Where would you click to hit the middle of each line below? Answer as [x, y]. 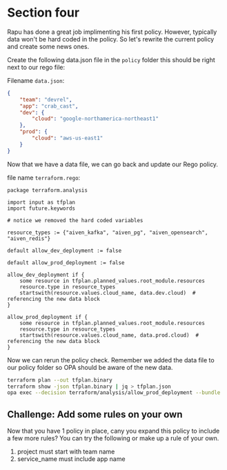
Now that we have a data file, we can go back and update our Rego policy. [113, 164]
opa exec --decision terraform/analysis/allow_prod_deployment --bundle [114, 393]
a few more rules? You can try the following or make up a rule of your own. [113, 438]
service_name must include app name [71, 459]
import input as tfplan [41, 202]
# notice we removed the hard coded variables [75, 220]
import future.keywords [41, 208]
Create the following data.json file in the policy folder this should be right [111, 59]
